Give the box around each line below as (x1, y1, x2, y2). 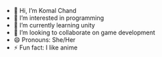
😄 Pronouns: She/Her (13, 36, 76, 44)
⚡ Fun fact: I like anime (13, 43, 78, 52)
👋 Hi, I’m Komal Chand (13, 7, 77, 14)
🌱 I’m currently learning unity (13, 21, 96, 29)
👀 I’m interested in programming (13, 14, 105, 22)
